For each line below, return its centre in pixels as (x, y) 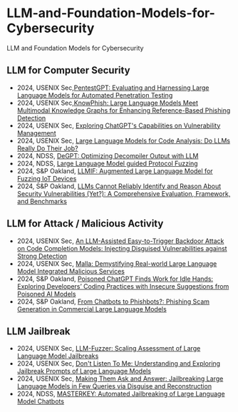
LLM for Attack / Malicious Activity (85, 223)
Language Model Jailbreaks (58, 356)
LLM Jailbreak (38, 331)
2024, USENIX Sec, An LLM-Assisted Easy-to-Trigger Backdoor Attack (120, 241)
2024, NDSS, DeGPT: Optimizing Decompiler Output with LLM (108, 155)
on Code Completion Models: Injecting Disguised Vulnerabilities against (122, 248)
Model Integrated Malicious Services (71, 271)
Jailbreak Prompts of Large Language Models (84, 371)
